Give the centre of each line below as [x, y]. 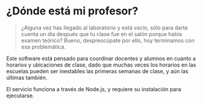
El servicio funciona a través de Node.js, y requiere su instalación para [94, 89]
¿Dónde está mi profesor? [72, 11]
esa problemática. [43, 47]
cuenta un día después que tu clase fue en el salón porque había [101, 34]
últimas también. [27, 77]
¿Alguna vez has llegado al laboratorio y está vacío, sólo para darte [104, 28]
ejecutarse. [20, 95]
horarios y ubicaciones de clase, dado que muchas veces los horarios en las [101, 65]
